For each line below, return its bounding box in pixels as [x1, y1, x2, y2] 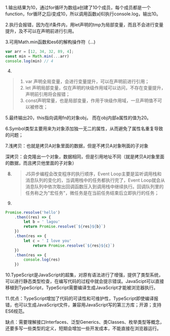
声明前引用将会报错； [25, 91, 70, 97]
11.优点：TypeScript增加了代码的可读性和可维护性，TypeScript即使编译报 [5, 295, 159, 302]
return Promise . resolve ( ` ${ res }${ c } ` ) [32, 243, 115, 248]
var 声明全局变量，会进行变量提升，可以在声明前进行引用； [25, 78, 150, 84]
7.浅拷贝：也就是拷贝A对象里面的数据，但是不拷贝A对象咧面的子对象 [5, 142, 149, 149]
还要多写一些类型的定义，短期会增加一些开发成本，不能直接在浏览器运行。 [5, 325, 161, 331]
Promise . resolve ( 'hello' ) [5, 210, 60, 215]
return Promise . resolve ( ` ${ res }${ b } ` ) [23, 224, 106, 229]
